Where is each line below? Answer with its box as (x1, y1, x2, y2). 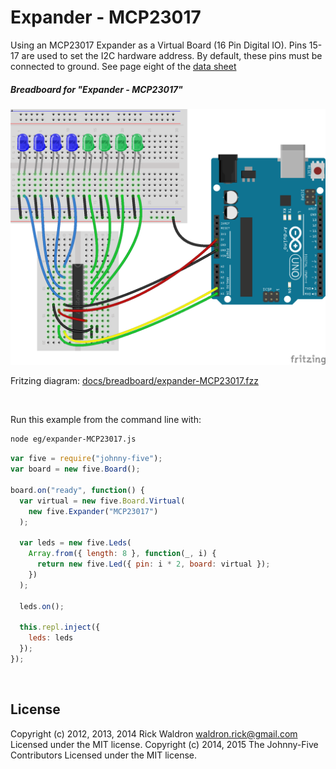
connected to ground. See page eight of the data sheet (10, 60, 237, 72)
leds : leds (28, 633, 74, 643)
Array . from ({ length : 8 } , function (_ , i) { (28, 549, 217, 559)
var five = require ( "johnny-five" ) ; (10, 454, 163, 464)
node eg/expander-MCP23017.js (10, 434, 137, 445)
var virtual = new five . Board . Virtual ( (19, 496, 186, 506)
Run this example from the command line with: (10, 414, 202, 426)
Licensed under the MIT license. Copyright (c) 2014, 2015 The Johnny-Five (10, 738, 319, 750)
